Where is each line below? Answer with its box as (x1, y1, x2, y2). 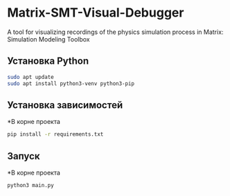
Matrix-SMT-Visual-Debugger (7, 5, 184, 21)
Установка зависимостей (7, 99, 123, 111)
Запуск (7, 150, 40, 162)
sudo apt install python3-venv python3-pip (7, 80, 135, 87)
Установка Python (7, 55, 89, 67)
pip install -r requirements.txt (7, 131, 104, 138)
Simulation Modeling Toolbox (7, 35, 90, 43)
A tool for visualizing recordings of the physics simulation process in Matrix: (7, 28, 224, 36)
